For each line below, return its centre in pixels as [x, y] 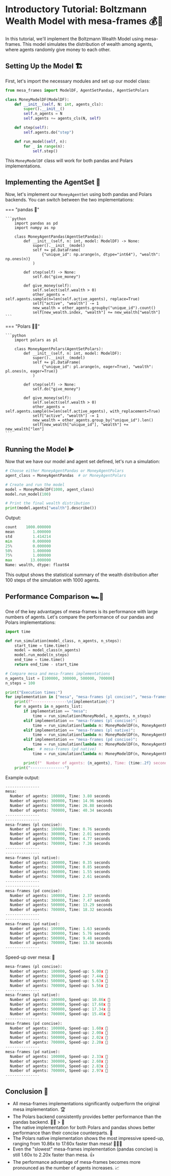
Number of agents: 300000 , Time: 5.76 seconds [60, 933]
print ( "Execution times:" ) [34, 692]
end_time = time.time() [40, 660]
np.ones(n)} [18, 259]
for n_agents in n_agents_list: [49, 707]
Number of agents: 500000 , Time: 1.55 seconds [60, 872]
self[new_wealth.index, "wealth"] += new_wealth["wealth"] [96, 312]
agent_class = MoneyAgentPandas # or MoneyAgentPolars [66, 475]
